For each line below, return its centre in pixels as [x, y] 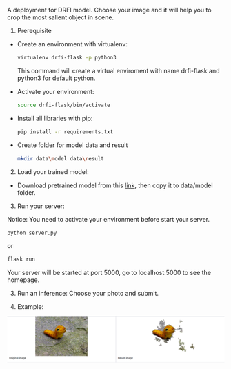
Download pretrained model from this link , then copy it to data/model [115, 185]
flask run [21, 259]
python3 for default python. [56, 78]
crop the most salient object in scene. [61, 17]
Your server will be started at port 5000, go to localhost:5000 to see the [109, 273]
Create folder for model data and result [72, 145]
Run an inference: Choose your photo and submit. [88, 294]
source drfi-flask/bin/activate [63, 105]
